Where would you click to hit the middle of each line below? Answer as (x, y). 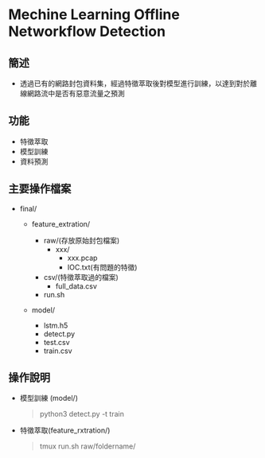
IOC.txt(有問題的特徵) (102, 267)
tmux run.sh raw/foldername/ (88, 446)
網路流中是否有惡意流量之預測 (76, 93)
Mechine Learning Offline (94, 15)
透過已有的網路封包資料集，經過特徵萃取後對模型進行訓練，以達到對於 (135, 83)
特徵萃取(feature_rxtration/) (65, 430)
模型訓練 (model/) (49, 398)
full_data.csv (76, 286)
